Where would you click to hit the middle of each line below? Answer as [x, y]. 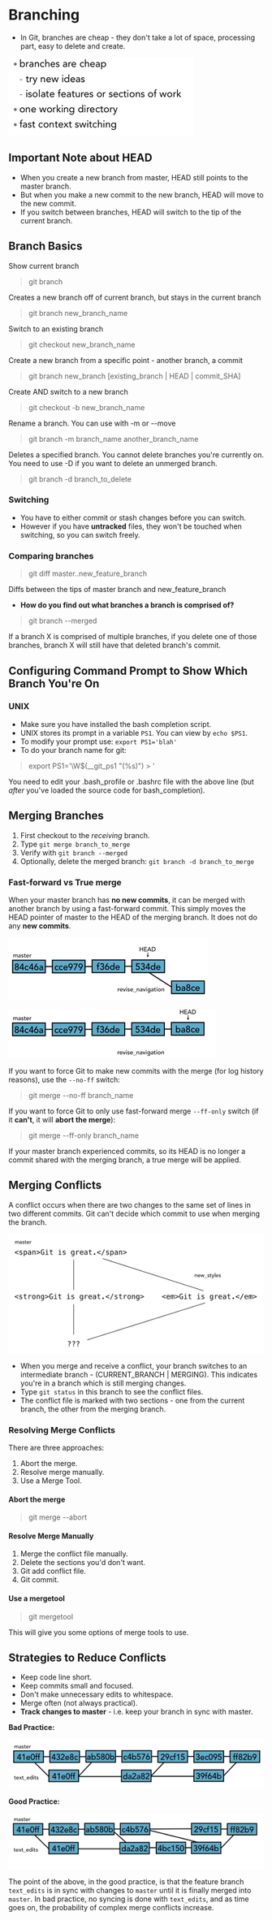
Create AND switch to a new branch [68, 391]
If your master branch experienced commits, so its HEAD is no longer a [127, 1151]
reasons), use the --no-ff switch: [64, 1079]
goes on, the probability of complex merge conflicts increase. [111, 1908]
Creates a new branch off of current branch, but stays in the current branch [135, 297]
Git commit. [39, 1580]
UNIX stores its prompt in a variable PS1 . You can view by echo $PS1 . [134, 733]
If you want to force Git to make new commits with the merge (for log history [136, 1070]
